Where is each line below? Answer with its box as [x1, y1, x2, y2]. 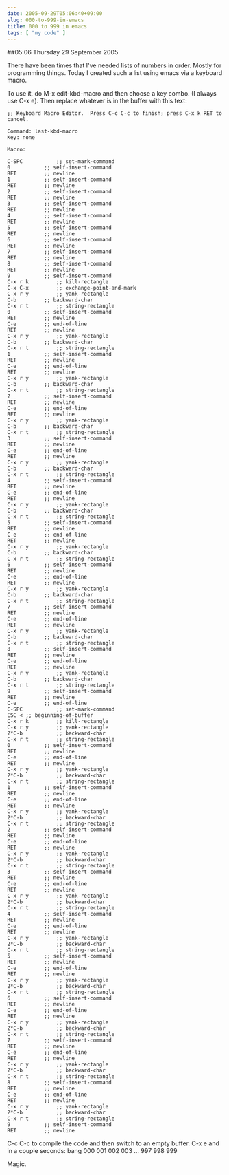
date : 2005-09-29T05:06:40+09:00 [7, 10, 103, 17]
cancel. [7, 116, 29, 123]
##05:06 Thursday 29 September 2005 [7, 48, 119, 56]
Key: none [7, 134, 36, 141]
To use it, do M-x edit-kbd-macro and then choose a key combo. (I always [7, 89, 217, 98]
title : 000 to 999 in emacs [7, 23, 88, 30]
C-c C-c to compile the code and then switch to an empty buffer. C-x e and [7, 1139, 219, 1147]
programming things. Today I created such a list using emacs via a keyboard [7, 69, 223, 77]
